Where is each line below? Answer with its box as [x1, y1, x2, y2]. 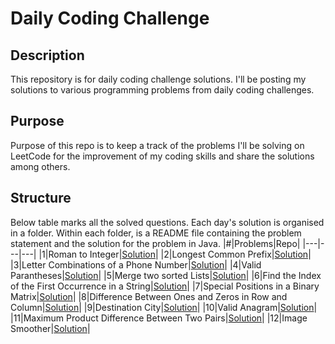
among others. [10, 160, 71, 172]
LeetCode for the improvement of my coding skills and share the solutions [10, 150, 315, 162]
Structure [10, 190, 72, 207]
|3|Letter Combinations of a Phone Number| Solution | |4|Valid [10, 258, 262, 271]
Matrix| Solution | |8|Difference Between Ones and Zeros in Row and [10, 290, 288, 302]
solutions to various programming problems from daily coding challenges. [10, 84, 315, 96]
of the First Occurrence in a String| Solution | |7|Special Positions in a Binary [10, 280, 320, 292]
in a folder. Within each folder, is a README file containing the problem [10, 227, 302, 239]
